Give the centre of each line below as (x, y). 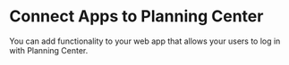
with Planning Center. (49, 50)
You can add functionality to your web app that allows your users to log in (145, 41)
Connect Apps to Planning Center (136, 16)
